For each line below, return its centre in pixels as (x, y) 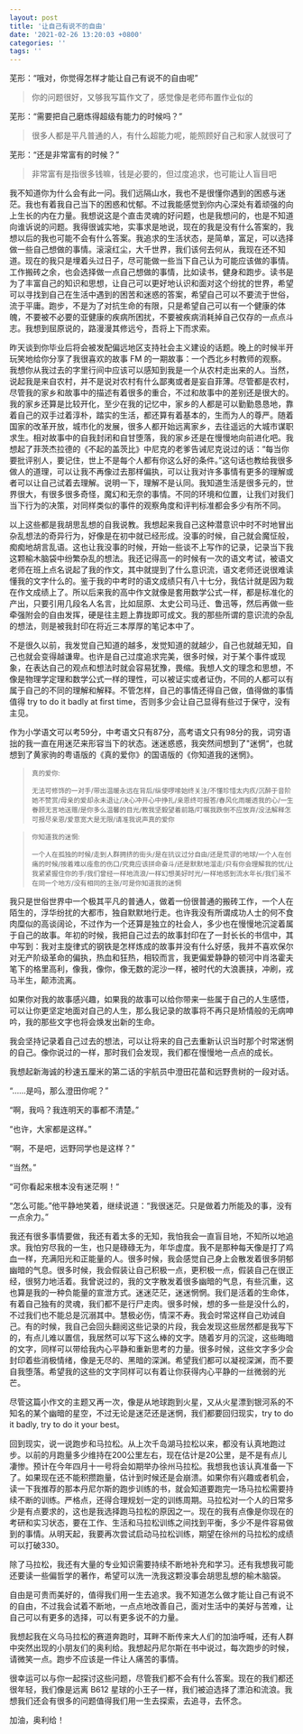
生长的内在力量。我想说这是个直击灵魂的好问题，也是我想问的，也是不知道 (155, 216)
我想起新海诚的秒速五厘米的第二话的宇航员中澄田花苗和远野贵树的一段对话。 (151, 1072)
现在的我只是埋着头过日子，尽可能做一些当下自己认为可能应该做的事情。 (159, 261)
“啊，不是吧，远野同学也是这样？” (72, 1148)
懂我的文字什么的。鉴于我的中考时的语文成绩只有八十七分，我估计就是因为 (147, 581)
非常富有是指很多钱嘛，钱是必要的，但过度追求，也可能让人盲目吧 (154, 174)
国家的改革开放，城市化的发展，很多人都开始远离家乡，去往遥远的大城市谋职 (151, 427)
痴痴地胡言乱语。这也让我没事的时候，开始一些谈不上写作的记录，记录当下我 (151, 548)
